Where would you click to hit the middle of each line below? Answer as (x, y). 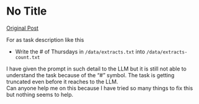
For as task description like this (45, 40)
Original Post (23, 28)
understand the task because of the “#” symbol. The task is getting (90, 75)
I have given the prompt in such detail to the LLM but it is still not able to (96, 69)
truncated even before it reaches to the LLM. (62, 81)
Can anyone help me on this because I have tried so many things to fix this (100, 88)
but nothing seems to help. (40, 94)
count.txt (28, 57)
